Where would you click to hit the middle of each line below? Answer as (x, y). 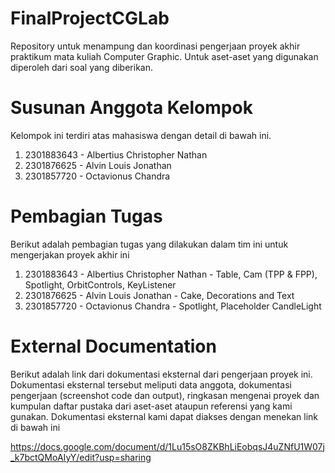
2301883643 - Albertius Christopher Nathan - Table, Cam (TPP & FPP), (171, 274)
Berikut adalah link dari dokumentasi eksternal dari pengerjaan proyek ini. (161, 374)
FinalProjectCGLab (90, 18)
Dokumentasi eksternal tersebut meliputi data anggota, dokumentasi (151, 384)
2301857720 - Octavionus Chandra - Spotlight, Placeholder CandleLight (173, 306)
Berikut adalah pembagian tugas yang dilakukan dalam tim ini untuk (149, 244)
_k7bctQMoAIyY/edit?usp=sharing (81, 457)
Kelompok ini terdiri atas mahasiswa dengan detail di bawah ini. (141, 135)
